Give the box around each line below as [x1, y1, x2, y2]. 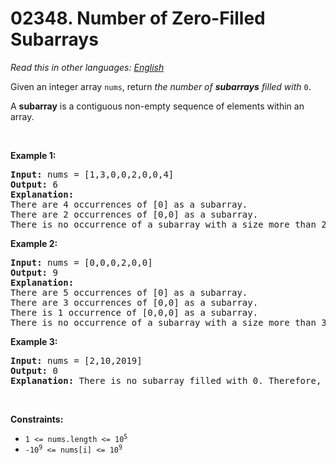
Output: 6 [10, 178, 58, 190]
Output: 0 [10, 365, 58, 376]
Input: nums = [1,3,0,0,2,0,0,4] [10, 168, 175, 180]
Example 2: [10, 237, 58, 249]
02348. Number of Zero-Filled [10, 7, 266, 30]
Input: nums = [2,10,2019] [10, 355, 143, 366]
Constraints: [10, 413, 64, 425]
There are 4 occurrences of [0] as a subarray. [10, 198, 248, 210]
